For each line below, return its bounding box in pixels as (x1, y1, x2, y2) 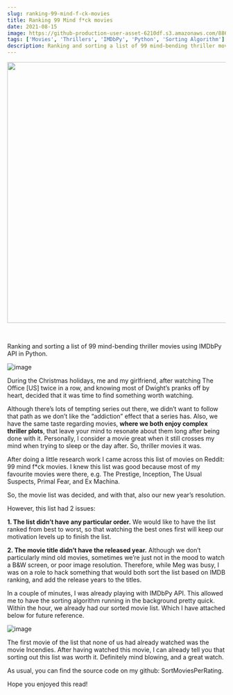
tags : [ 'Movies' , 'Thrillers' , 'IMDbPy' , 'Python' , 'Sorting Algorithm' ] (7, 36, 225, 43)
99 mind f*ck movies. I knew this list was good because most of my (7, 463, 200, 470)
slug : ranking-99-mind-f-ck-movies (7, 10, 110, 17)
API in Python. (7, 349, 48, 358)
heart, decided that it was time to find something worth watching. (7, 391, 194, 399)
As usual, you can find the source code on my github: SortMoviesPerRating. (7, 666, 224, 675)
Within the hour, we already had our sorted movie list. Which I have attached (7, 604, 225, 612)
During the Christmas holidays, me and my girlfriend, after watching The (7, 376, 214, 385)
